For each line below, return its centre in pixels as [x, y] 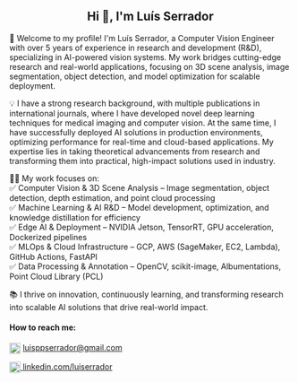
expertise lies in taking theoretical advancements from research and [135, 151]
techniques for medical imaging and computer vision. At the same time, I [143, 123]
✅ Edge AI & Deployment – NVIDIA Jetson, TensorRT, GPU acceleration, [142, 227]
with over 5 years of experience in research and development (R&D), [136, 48]
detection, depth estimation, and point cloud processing [112, 197]
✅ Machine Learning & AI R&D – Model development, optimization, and [140, 207]
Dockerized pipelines [48, 237]
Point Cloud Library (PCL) [56, 276]
